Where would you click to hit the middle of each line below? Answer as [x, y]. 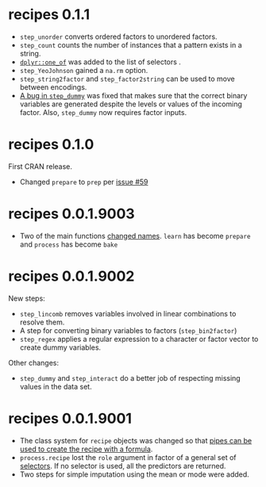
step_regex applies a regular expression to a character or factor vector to [139, 339]
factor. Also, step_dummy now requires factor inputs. [103, 112]
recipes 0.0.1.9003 [71, 214]
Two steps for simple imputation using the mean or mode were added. [135, 474]
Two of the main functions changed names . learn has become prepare [135, 236]
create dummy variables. [60, 347]
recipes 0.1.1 [49, 15]
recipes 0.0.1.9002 [71, 276]
